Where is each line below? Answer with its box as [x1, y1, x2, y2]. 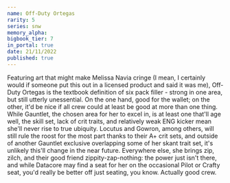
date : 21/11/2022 [7, 49, 57, 56]
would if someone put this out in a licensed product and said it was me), [7, 80, 211, 89]
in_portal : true [7, 42, 54, 49]
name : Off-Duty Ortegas [7, 10, 76, 17]
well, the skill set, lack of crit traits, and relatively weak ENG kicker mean [7, 117, 211, 125]
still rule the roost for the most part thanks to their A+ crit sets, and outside [7, 132, 218, 140]
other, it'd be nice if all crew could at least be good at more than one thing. [7, 102, 218, 110]
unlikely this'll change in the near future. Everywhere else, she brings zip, [7, 146, 215, 154]
